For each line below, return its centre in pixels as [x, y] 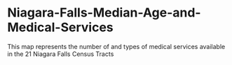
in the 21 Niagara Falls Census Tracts [61, 54]
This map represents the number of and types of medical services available [116, 46]
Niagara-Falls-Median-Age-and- [104, 13]
